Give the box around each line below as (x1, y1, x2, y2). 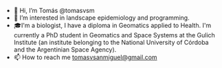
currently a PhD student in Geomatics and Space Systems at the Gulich (13, 31, 215, 39)
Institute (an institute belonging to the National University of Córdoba (13, 38, 209, 46)
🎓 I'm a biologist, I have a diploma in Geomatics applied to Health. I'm (13, 21, 212, 29)
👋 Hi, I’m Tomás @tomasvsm (13, 7, 95, 14)
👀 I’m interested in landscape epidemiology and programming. (13, 14, 190, 22)
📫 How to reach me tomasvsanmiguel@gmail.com (13, 53, 157, 61)
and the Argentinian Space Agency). (13, 46, 117, 54)
